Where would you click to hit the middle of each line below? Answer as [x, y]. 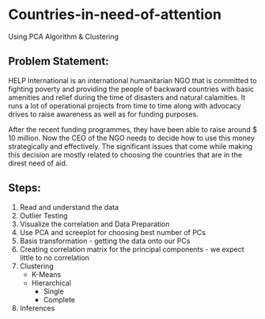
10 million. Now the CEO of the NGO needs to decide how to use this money [132, 138]
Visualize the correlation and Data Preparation [95, 224]
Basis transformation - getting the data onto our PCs [105, 241]
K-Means [46, 274]
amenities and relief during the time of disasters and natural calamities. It [127, 97]
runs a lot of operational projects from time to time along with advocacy [125, 105]
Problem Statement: [59, 61]
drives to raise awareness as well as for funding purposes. [104, 114]
